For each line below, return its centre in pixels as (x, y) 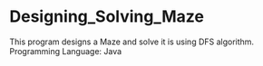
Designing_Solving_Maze (107, 17)
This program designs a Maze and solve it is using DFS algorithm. (132, 42)
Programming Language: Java (66, 51)
